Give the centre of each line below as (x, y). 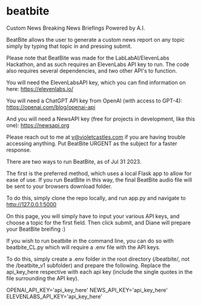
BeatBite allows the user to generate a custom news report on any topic (95, 39)
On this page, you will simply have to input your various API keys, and (93, 216)
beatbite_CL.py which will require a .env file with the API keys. (83, 247)
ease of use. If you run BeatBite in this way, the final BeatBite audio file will (99, 179)
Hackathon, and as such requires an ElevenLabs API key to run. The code (98, 64)
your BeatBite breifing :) (36, 229)
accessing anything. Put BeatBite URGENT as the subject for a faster (92, 143)
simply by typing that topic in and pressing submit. (69, 46)
